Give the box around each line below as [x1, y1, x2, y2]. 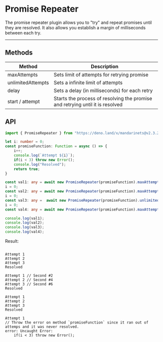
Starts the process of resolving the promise [53, 95, 152, 102]
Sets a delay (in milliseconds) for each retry [53, 87, 153, 94]
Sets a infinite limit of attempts [53, 79, 123, 86]
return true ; [14, 167, 40, 171]
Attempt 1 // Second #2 [5, 273, 53, 278]
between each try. [5, 30, 41, 36]
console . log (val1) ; [5, 216, 45, 221]
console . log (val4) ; [5, 229, 45, 234]
